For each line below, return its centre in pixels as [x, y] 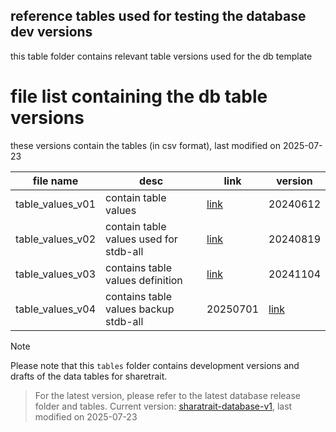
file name [55, 181]
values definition [144, 280]
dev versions [51, 32]
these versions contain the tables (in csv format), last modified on [146, 145]
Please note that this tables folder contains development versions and [155, 365]
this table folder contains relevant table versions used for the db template [161, 56]
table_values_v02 [56, 239]
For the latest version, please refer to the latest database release [168, 395]
